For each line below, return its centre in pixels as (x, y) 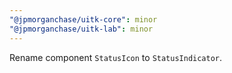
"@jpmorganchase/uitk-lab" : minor (81, 29)
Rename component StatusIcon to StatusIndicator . (116, 57)
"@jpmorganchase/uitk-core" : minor (83, 19)
